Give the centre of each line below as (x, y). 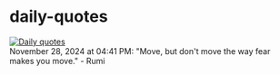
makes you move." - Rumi (57, 61)
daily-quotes (59, 17)
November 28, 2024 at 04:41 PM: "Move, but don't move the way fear (140, 51)
